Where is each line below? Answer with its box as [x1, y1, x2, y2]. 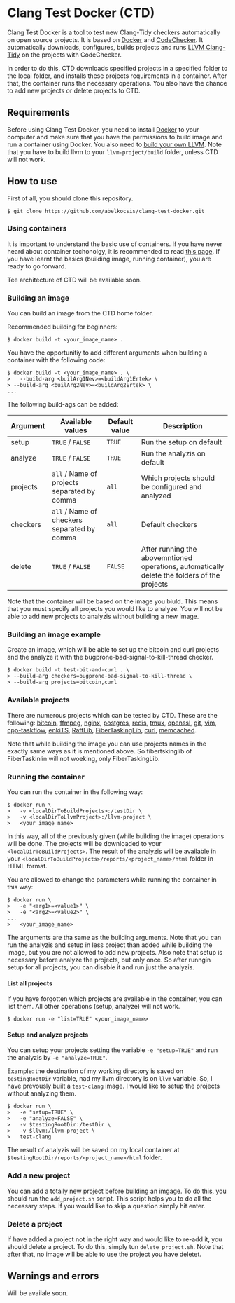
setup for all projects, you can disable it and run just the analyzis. [7, 963, 194, 971]
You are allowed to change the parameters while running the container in [7, 875, 217, 884]
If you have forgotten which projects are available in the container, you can [7, 995, 222, 1003]
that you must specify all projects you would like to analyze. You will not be [7, 605, 223, 613]
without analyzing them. [7, 1089, 77, 1098]
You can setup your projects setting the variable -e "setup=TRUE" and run [7, 1046, 218, 1054]
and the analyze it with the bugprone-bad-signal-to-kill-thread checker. [7, 653, 213, 662]
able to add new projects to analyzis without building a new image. [7, 612, 199, 621]
